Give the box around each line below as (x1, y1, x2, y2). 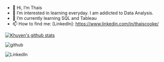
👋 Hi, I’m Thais (12, 5, 42, 10)
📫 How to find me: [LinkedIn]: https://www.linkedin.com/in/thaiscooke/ (12, 21, 159, 27)
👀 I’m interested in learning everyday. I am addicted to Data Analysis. (12, 10, 154, 16)
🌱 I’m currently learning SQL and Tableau (12, 15, 97, 21)
